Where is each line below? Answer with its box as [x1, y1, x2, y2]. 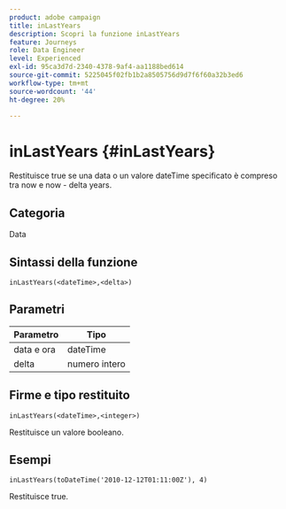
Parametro [13, 328, 59, 341]
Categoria [9, 205, 66, 220]
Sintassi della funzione [9, 254, 138, 270]
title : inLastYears [9, 21, 81, 30]
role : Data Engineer [9, 46, 86, 55]
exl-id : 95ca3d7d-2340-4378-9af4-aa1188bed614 [9, 63, 184, 72]
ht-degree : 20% [9, 95, 66, 104]
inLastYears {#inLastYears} [9, 141, 216, 161]
